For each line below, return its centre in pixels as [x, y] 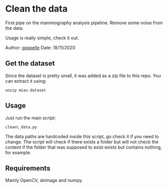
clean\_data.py [21, 127]
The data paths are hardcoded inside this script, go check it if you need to [82, 136]
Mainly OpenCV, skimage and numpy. [44, 180]
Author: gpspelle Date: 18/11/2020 [40, 47]
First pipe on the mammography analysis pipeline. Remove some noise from [84, 23]
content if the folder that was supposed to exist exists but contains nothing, [84, 147]
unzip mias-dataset [26, 90]
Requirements [28, 168]
